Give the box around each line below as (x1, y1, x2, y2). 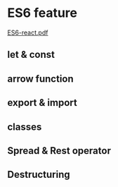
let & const (7, 49, 55, 61)
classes (7, 121, 42, 133)
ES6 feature (7, 5, 77, 21)
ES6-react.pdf (7, 28, 48, 37)
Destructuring (7, 169, 70, 181)
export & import (7, 97, 77, 109)
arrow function (7, 73, 74, 85)
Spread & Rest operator (7, 145, 111, 157)
